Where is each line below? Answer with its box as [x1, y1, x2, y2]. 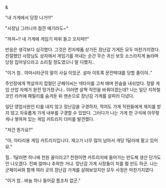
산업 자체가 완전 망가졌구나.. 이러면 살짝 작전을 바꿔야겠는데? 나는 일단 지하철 [10, 87, 161, 92]
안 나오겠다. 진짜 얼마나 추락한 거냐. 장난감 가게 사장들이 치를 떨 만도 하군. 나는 [5, 160, 158, 166]
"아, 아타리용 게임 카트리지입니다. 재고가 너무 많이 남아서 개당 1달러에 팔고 [5, 137, 149, 143]
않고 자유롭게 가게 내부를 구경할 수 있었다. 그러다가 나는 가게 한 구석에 [10, 110, 146, 116]
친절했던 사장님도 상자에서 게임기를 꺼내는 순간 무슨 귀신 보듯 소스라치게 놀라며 [5, 53, 159, 59]
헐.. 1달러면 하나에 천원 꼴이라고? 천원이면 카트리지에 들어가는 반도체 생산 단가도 [5, 154, 161, 160]
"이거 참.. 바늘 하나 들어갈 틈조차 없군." [5, 177, 81, 183]
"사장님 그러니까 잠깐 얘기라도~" [5, 25, 68, 31]
